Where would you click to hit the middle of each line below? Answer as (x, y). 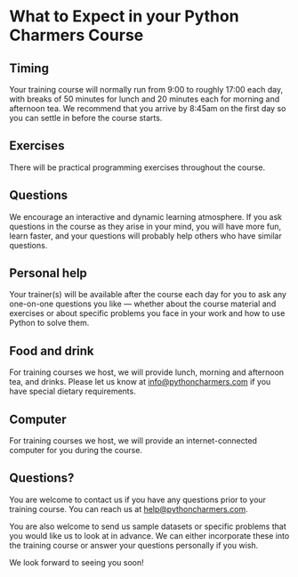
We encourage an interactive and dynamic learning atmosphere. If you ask (146, 216)
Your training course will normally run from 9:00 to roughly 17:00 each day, (146, 89)
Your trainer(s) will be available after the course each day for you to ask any (148, 295)
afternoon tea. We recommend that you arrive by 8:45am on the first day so (148, 108)
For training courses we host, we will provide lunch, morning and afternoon (147, 372)
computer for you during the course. (76, 451)
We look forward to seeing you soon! (77, 562)
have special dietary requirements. (72, 391)
